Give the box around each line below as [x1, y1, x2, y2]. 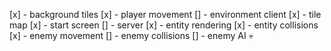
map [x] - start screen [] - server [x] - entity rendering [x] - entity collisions [9, 19, 319, 31]
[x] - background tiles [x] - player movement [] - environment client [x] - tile [9, 9, 322, 20]
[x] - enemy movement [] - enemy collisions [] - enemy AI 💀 [9, 30, 254, 41]
